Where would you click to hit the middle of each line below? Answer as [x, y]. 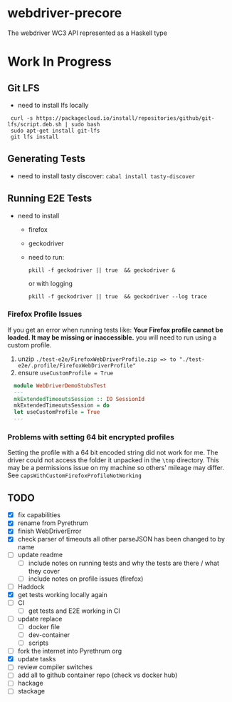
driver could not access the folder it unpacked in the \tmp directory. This [113, 460]
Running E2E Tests [50, 199]
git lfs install [35, 137]
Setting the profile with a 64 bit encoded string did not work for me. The [113, 453]
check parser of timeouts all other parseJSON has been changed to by [121, 539]
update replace [40, 619]
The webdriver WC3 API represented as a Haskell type [87, 33]
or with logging [51, 283]
